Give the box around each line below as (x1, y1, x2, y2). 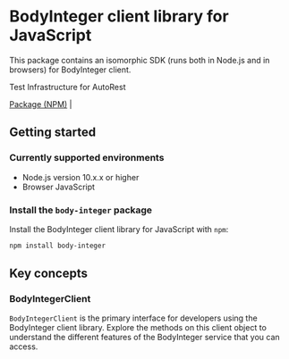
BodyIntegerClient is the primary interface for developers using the (9, 313, 258, 323)
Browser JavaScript (21, 181, 96, 192)
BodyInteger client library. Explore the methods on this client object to (9, 322, 267, 333)
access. (9, 341, 38, 352)
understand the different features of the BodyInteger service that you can (9, 332, 280, 343)
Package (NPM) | (9, 98, 72, 109)
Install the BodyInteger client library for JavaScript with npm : (9, 223, 229, 234)
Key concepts (9, 266, 88, 281)
